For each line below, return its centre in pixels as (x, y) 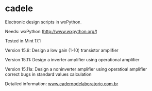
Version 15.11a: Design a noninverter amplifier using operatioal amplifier (76, 69)
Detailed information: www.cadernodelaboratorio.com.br (62, 84)
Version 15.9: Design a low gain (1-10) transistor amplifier (62, 50)
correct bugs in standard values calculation (48, 74)
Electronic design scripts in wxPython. (43, 22)
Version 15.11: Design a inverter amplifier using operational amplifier (72, 59)
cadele (19, 9)
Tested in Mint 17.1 (23, 41)
